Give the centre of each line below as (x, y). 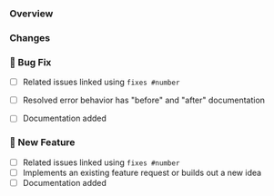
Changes (30, 37)
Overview (31, 14)
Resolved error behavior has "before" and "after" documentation (144, 100)
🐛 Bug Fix (30, 62)
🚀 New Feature (42, 142)
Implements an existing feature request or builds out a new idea (142, 172)
